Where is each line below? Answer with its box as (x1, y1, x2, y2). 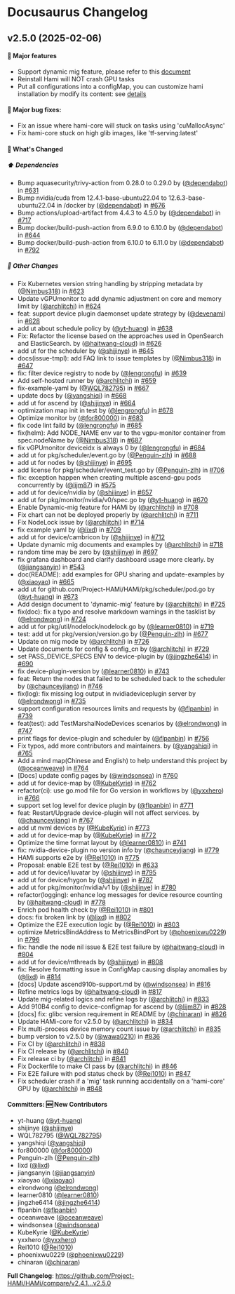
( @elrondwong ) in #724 (17, 614, 86, 623)
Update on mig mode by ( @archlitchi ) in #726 (17, 637, 149, 645)
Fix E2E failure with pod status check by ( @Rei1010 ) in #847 (17, 1069, 191, 1077)
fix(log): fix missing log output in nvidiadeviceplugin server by (17, 689, 196, 698)
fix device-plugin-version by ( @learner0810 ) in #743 (17, 667, 170, 675)
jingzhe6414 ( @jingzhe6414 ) (17, 1198, 100, 1206)
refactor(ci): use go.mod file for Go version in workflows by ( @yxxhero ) (17, 786, 224, 795)
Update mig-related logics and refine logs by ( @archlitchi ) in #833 (17, 995, 209, 1003)
